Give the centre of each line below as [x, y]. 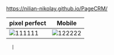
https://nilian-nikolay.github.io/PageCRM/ [57, 9]
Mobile [67, 23]
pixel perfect [28, 23]
